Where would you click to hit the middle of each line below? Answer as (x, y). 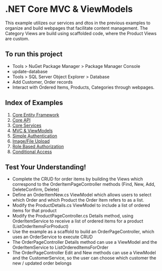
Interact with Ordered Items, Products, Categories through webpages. (83, 87)
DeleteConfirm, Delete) (36, 190)
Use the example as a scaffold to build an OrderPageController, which (83, 232)
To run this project (34, 54)
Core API (21, 120)
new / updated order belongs (42, 263)
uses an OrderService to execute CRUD (52, 237)
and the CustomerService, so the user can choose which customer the (84, 258)
